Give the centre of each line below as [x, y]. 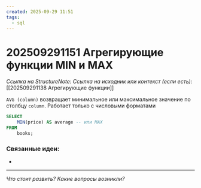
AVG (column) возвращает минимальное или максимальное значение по [99, 100]
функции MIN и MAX [60, 65]
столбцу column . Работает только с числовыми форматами [81, 106]
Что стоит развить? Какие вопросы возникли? [66, 179]
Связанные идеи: [33, 149]
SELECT [14, 117]
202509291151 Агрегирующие [85, 52]
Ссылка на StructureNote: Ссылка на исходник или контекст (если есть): [99, 82]
